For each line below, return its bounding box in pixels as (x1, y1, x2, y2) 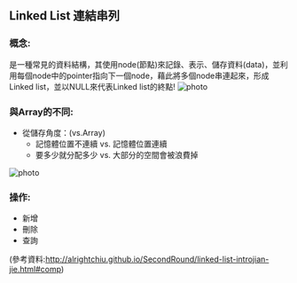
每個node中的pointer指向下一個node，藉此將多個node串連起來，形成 (16, 70, 270, 81)
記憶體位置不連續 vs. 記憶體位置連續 (35, 138, 168, 149)
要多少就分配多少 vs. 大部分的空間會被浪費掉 (35, 149, 199, 160)
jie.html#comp (9, 264, 62, 275)
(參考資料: (9, 254, 46, 264)
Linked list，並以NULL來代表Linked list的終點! (9, 81, 176, 91)
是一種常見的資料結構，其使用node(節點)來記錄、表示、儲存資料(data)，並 (9, 59, 281, 69)
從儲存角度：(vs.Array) (21, 127, 106, 138)
